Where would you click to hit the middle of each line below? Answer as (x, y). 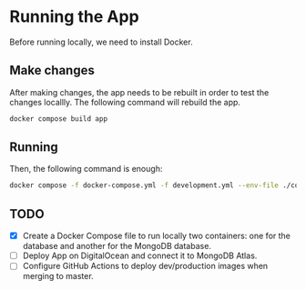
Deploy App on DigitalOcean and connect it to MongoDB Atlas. (140, 255)
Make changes (52, 70)
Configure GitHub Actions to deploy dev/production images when (145, 266)
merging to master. (58, 276)
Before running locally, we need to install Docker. (101, 42)
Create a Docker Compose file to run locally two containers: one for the (157, 236)
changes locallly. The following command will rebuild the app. (125, 102)
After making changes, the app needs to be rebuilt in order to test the (139, 92)
